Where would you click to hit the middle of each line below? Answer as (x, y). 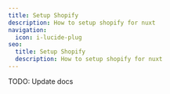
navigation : (27, 30)
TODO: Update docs (41, 81)
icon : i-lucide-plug (49, 37)
